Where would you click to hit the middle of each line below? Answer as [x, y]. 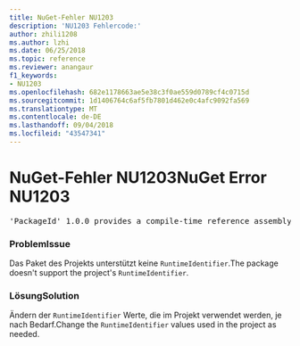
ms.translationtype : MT [54, 109]
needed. [25, 334]
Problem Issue [40, 243]
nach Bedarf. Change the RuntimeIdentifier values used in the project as [143, 325]
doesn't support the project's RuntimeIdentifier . [99, 273]
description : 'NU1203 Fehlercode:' [75, 26]
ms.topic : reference [48, 59]
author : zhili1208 [43, 34]
